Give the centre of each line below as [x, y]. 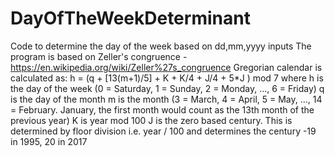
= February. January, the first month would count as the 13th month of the [162, 109]
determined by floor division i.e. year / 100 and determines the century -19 [163, 131]
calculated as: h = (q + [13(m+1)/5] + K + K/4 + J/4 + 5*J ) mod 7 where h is [167, 78]
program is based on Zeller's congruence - [99, 56]
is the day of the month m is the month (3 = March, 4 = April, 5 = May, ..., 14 [166, 99]
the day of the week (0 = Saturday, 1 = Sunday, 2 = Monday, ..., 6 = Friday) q [167, 88]
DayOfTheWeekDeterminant [130, 18]
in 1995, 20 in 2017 [49, 141]
